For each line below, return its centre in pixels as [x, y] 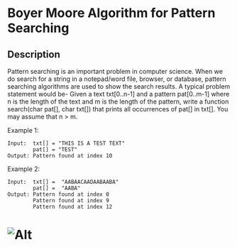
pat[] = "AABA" [57, 188]
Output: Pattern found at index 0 [59, 194]
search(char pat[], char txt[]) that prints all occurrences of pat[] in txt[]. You [118, 109]
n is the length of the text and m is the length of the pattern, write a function [118, 101]
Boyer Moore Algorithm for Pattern [111, 13]
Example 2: [24, 169]
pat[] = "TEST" [55, 150]
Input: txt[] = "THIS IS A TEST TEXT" [66, 143]
